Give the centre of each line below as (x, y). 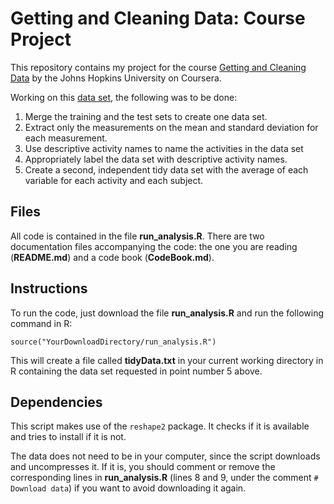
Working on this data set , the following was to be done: (124, 97)
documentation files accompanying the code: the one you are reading (154, 246)
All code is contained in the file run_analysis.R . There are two (137, 236)
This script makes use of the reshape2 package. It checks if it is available (160, 426)
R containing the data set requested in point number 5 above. (136, 371)
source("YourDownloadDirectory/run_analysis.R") (113, 342)
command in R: (41, 323)
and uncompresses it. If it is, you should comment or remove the (143, 467)
